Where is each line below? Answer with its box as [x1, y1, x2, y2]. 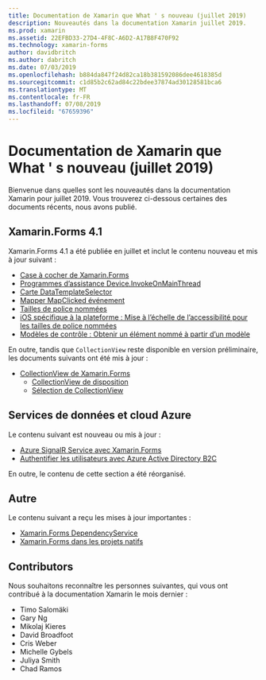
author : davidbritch [8, 49, 77, 56]
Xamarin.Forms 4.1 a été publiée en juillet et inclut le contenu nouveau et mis [8, 246, 258, 255]
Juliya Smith [19, 655, 60, 665]
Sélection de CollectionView [31, 385, 124, 394]
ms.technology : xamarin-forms [8, 41, 109, 49]
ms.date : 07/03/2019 [8, 64, 77, 72]
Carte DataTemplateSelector [19, 287, 113, 297]
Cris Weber [19, 639, 57, 648]
